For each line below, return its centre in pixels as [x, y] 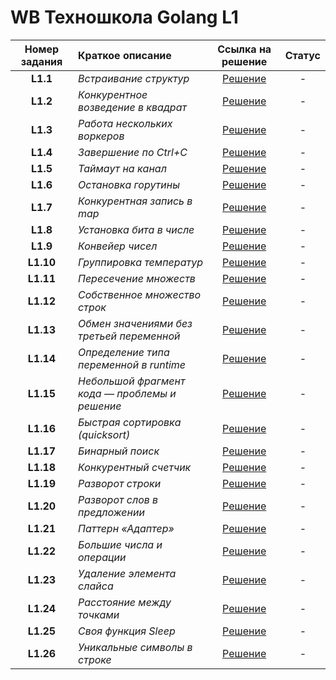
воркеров [101, 136]
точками [99, 614]
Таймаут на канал [122, 168]
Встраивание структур [134, 78]
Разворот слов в [118, 499]
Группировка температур [141, 262]
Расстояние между [125, 602]
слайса [96, 586]
